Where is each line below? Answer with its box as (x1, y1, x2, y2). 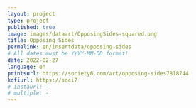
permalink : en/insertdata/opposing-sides (7, 43, 132, 50)
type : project (7, 17, 50, 24)
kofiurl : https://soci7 (7, 76, 78, 84)
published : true (7, 23, 55, 31)
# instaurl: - (7, 83, 50, 90)
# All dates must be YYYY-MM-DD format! (7, 50, 129, 58)
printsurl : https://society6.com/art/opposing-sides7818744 (7, 70, 190, 77)
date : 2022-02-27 (7, 57, 59, 64)
